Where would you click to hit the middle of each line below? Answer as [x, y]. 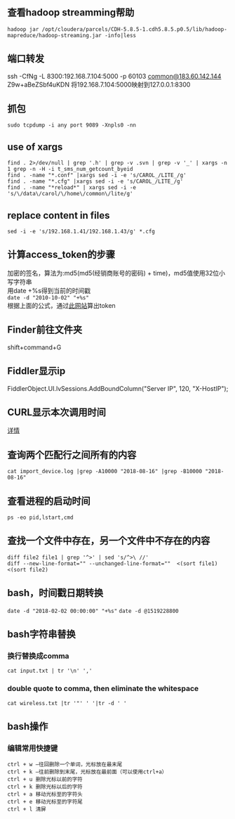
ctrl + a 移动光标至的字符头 [45, 794]
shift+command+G [34, 347]
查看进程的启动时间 [49, 501]
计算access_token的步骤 [61, 255]
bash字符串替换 [41, 634]
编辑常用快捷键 [33, 748]
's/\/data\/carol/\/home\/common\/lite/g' [70, 194]
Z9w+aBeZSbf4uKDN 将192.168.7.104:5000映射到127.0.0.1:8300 [99, 84]
